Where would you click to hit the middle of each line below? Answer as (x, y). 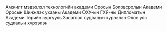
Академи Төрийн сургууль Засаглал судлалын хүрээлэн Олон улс (76, 18)
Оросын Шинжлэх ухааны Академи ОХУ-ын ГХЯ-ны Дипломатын (75, 12)
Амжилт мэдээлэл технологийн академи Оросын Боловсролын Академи (84, 7)
